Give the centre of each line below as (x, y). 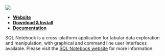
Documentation (30, 28)
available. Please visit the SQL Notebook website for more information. (80, 48)
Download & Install (33, 22)
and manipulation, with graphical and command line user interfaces (76, 43)
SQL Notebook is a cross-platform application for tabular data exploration (82, 38)
